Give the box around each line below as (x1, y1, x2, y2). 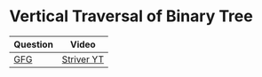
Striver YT (61, 53, 105, 65)
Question (13, 38, 53, 50)
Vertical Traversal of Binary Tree (9, 6, 253, 27)
